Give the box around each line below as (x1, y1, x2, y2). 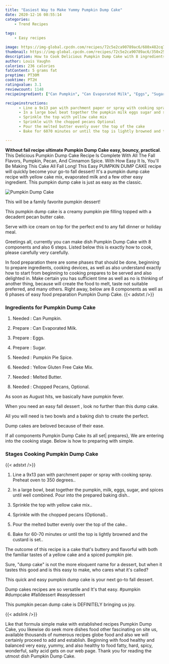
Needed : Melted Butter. (12, 374, 62, 380)
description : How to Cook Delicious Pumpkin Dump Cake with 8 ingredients (5, 54, 165, 59)
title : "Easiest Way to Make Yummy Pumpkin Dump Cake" (5, 7, 123, 13)
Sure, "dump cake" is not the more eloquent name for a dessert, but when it (5, 562, 162, 568)
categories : (5, 17, 30, 22)
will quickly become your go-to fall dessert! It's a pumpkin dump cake (5, 168, 150, 174)
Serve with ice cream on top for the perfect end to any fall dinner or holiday (5, 223, 161, 229)
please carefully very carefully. (5, 249, 69, 255)
